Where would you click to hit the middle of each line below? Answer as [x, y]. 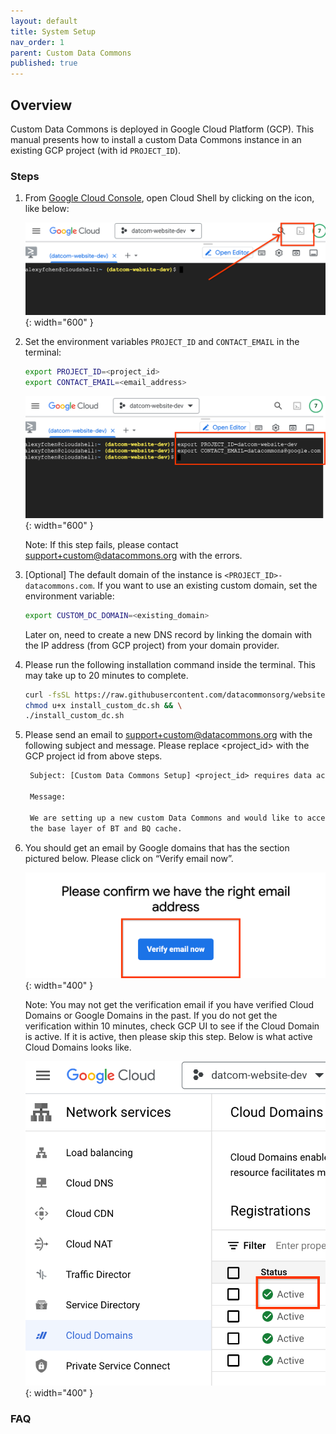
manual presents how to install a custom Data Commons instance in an [156, 139]
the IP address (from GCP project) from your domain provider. [152, 645]
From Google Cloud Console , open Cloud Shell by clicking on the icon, [169, 198]
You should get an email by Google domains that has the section [157, 847]
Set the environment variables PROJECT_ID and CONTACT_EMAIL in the [162, 342]
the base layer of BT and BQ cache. [106, 828]
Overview [41, 105]
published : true [44, 63]
